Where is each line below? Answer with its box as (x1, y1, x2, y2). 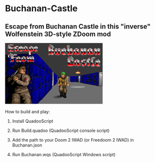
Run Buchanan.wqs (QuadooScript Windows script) (12, 152, 116, 157)
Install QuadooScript (12, 118, 54, 124)
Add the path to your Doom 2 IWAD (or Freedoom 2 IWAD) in (12, 137, 134, 143)
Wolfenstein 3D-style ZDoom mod (5, 30, 111, 38)
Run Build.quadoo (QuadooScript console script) (12, 127, 110, 133)
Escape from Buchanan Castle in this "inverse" (5, 22, 151, 31)
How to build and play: (5, 109, 50, 114)
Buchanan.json (12, 142, 42, 148)
